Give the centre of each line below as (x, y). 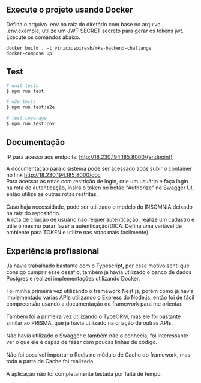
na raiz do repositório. (34, 213)
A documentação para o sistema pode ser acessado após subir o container (99, 168)
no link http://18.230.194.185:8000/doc (53, 175)
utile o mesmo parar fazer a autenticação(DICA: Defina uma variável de (94, 226)
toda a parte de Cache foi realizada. (50, 361)
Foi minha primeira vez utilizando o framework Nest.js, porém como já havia (100, 291)
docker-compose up (29, 53)
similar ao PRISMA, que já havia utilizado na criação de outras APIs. (89, 322)
